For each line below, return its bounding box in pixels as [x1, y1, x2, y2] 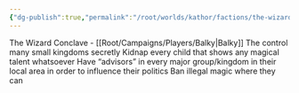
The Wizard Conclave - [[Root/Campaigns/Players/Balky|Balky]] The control [9, 37, 288, 48]
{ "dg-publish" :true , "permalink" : [9, 12, 133, 22]
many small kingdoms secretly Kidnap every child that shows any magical [9, 46, 280, 58]
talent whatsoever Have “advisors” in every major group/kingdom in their [9, 56, 277, 66]
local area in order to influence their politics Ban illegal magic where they [9, 66, 276, 76]
